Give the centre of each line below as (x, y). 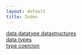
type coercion (23, 45)
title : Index (22, 17)
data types (19, 39)
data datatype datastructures (41, 33)
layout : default (26, 11)
